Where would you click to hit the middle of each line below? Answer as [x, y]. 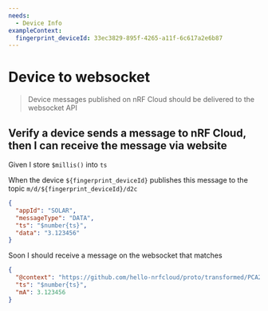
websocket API [52, 108]
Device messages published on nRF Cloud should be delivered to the [141, 100]
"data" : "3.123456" [48, 233]
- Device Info [39, 23]
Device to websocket [79, 77]
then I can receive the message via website [118, 146]
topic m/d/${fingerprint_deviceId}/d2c [73, 189]
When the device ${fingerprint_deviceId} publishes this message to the [128, 180]
